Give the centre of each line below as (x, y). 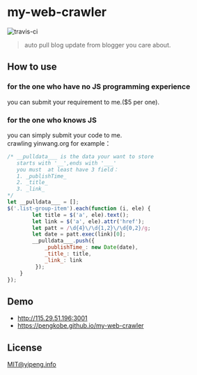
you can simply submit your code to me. (65, 135)
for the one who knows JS (52, 120)
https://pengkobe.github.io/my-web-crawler (80, 326)
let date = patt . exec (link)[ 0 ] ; (79, 234)
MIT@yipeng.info (32, 365)
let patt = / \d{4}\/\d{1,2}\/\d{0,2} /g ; (92, 228)
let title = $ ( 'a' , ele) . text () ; (81, 215)
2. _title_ (32, 183)
